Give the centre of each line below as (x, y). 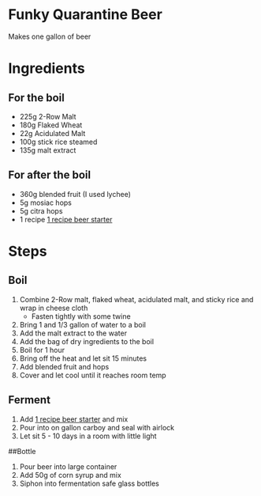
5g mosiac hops (46, 203)
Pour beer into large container (68, 466)
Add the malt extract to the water (73, 333)
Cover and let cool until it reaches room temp (93, 375)
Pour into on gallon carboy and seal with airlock (97, 427)
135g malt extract (48, 150)
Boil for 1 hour (42, 350)
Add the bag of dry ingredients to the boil (87, 341)
